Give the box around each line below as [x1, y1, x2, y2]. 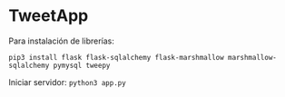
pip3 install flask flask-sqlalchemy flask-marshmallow [8, 53, 224, 62]
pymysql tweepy [53, 61, 111, 70]
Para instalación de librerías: [8, 35, 114, 46]
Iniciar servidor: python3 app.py [8, 76, 126, 87]
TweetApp [8, 5, 89, 26]
